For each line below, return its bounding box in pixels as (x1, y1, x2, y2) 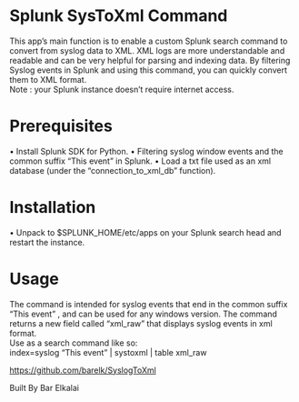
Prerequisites (9, 116, 114, 136)
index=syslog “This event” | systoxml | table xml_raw (9, 347, 207, 357)
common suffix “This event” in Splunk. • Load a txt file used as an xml (9, 156, 271, 166)
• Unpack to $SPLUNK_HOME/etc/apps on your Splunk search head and (9, 226, 282, 237)
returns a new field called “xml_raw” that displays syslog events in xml (9, 317, 273, 328)
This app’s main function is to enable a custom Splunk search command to (9, 35, 288, 46)
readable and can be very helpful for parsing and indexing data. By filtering (9, 55, 291, 65)
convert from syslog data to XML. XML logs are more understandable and (9, 45, 285, 55)
